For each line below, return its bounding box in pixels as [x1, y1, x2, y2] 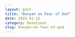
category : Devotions [5, 20, 47, 25]
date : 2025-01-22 [5, 16, 40, 21]
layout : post [5, 7, 32, 12]
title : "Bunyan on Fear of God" [5, 12, 71, 16]
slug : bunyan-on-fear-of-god [5, 25, 64, 30]
